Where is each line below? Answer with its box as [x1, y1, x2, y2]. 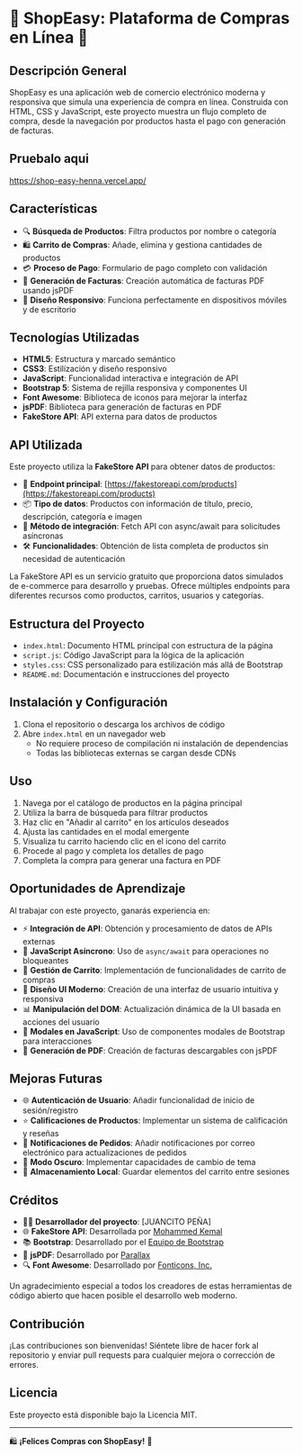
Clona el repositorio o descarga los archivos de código [22, 718, 226, 729]
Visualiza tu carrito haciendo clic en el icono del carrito [22, 836, 226, 846]
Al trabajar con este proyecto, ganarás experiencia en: [9, 905, 210, 916]
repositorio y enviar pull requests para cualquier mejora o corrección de [9, 1350, 276, 1360]
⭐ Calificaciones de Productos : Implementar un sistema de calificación [22, 1116, 289, 1126]
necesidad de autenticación [22, 554, 126, 565]
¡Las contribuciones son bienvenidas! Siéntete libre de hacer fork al [9, 1340, 259, 1351]
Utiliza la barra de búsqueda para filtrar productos [22, 807, 209, 818]
